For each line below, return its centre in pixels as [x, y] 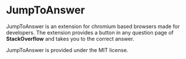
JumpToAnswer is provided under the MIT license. [67, 50]
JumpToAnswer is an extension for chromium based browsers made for [93, 26]
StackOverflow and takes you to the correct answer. [70, 39]
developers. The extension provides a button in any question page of [90, 32]
